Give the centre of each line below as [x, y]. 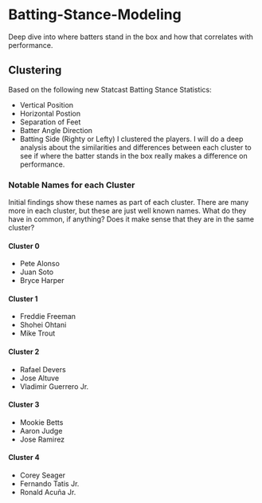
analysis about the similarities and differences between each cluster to [136, 147]
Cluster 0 [24, 246]
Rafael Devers [43, 369]
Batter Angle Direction [56, 130]
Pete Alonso [39, 264]
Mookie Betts [41, 422]
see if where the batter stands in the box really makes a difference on [134, 155]
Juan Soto [37, 272]
